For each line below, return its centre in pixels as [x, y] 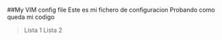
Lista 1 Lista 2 [43, 30]
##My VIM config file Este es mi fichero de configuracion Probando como [111, 10]
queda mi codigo [31, 17]
